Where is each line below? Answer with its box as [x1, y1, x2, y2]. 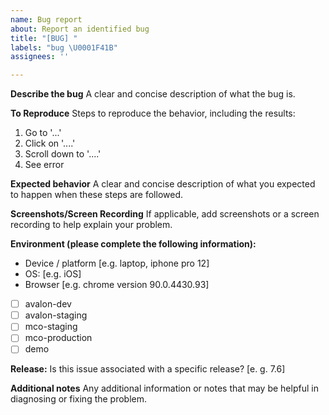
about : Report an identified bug [10, 24, 150, 34]
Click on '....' [24, 137, 76, 150]
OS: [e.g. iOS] [24, 268, 82, 280]
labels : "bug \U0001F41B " [10, 42, 118, 53]
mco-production [24, 332, 93, 344]
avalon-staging [24, 309, 88, 321]
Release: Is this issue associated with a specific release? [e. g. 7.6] [10, 363, 286, 375]
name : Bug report [10, 14, 83, 25]
